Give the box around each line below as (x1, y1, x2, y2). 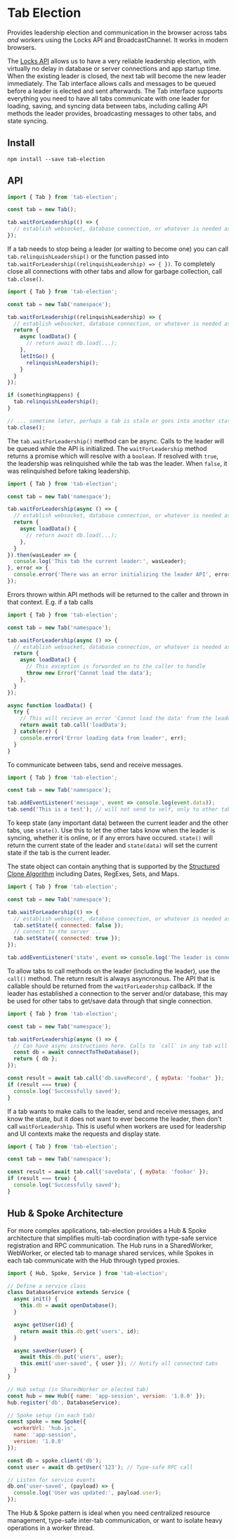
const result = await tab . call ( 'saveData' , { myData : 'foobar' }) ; (7, 1168, 209, 1176)
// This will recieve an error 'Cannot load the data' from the (20, 715, 212, 722)
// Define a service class (7, 1282, 86, 1289)
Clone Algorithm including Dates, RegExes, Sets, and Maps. (7, 870, 180, 878)
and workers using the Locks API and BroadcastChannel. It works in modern (7, 35, 228, 44)
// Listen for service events (7, 1476, 96, 1483)
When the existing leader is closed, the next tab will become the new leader (7, 72, 227, 80)
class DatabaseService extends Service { (7, 1289, 131, 1296)
